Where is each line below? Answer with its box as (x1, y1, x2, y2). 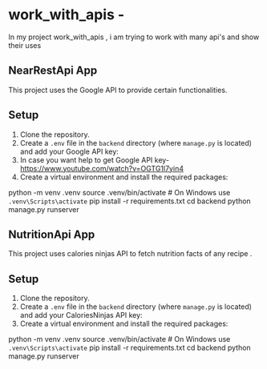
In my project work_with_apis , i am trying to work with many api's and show (8, 32, 260, 42)
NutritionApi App (8, 227, 95, 241)
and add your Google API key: (19, 146, 119, 156)
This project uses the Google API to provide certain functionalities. (8, 85, 228, 94)
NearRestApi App (8, 64, 98, 78)
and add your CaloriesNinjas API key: (19, 311, 143, 320)
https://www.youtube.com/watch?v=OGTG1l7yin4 (19, 163, 184, 173)
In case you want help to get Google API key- (19, 154, 170, 165)
